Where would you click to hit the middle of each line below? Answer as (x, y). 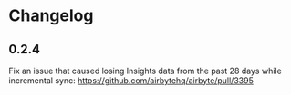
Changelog (51, 16)
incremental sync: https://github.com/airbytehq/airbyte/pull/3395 (131, 81)
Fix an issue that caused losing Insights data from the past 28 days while (145, 71)
